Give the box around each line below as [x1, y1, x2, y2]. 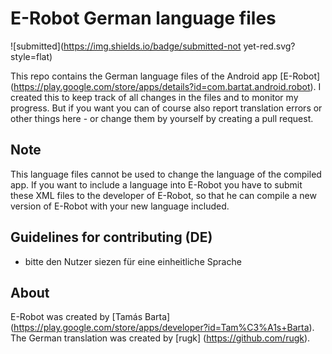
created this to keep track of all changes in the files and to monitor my [10, 91, 299, 103]
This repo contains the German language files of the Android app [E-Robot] [10, 70, 321, 82]
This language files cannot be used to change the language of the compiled [10, 168, 322, 180]
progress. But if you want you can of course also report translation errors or [10, 102, 323, 114]
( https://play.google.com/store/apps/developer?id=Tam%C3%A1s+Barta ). [10, 322, 315, 334]
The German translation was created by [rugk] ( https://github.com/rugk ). [10, 332, 311, 344]
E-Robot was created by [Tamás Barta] [10, 311, 171, 323]
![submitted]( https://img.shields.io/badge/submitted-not [10, 40, 242, 52]
